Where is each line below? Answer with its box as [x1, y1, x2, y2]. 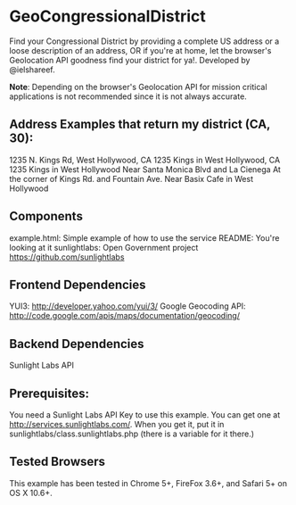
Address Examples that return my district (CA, [9, 117, 270, 132]
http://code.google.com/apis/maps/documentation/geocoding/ [9, 310, 241, 321]
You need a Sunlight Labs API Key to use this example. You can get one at [9, 410, 281, 420]
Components [9, 209, 83, 224]
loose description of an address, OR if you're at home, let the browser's [9, 45, 272, 55]
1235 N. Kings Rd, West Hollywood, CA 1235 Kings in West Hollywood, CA [9, 154, 281, 165]
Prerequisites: [9, 385, 89, 401]
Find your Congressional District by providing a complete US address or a [9, 36, 280, 46]
